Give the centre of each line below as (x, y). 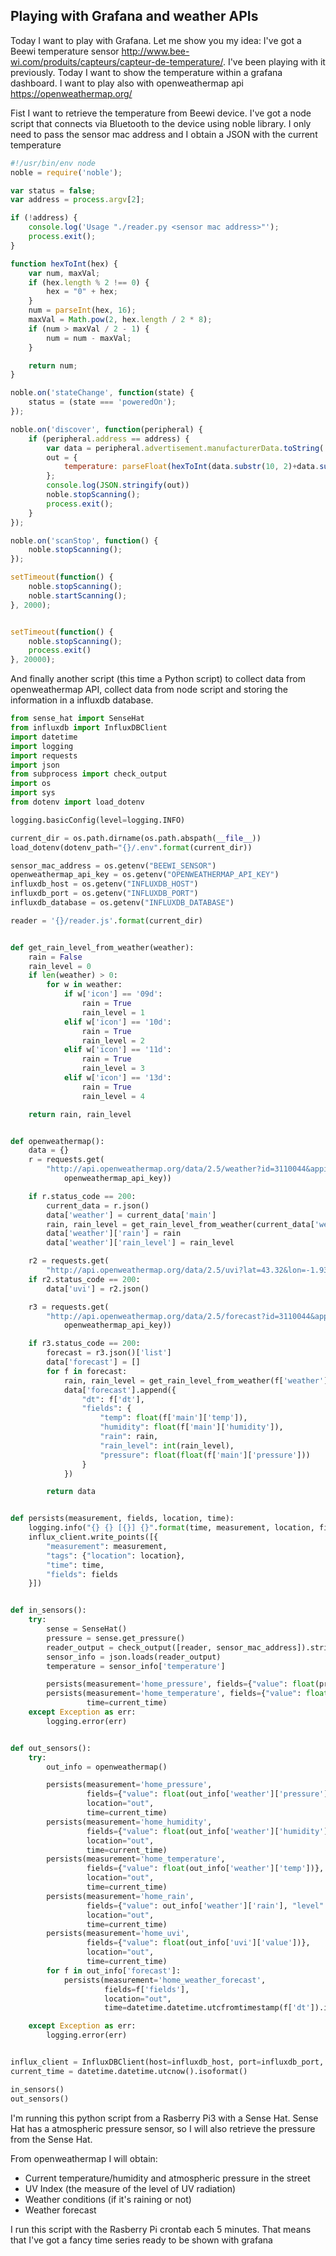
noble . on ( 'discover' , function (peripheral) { (106, 429)
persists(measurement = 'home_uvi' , (118, 1934)
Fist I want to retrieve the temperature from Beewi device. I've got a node (161, 113)
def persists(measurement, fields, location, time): (122, 1519)
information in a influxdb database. (82, 700)
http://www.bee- (155, 51)
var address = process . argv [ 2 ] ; (77, 200)
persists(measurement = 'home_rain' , (120, 1896)
